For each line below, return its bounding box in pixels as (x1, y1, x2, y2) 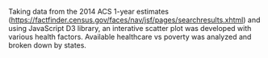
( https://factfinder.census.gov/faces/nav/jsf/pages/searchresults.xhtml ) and (8, 15, 261, 25)
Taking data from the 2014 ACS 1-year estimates (8, 7, 170, 16)
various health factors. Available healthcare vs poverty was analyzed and (8, 32, 252, 41)
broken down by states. (8, 41, 87, 50)
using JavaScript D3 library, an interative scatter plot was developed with (8, 24, 252, 33)
